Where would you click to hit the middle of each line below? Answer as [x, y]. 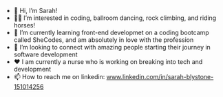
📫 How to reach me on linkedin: [59, 77]
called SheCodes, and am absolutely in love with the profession [104, 40]
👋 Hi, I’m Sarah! [35, 11]
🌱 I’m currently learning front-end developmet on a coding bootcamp [111, 32]
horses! [24, 25]
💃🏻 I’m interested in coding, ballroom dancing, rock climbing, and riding [115, 18]
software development [45, 54]
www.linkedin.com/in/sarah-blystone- [160, 77]
